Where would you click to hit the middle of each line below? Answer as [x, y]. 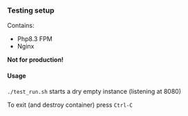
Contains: [21, 26]
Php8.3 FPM [35, 39]
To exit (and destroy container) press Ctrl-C [70, 105]
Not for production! [36, 60]
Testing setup [31, 10]
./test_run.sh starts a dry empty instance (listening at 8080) [94, 91]
